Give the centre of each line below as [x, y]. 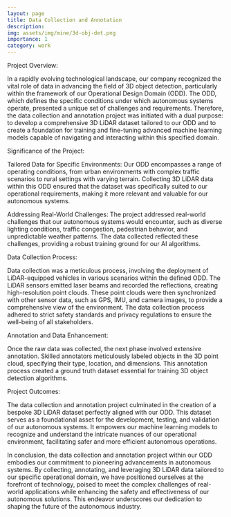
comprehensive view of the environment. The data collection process [106, 307]
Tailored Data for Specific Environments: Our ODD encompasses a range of [114, 164]
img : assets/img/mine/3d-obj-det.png [62, 33]
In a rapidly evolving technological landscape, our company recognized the [114, 79]
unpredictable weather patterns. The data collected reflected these [103, 236]
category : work [29, 46]
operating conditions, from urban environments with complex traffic [104, 171]
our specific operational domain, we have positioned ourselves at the [105, 477]
